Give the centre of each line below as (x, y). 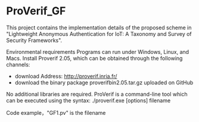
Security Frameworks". (34, 40)
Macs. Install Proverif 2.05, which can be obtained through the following (94, 58)
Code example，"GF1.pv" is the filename (56, 112)
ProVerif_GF (36, 11)
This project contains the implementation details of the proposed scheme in (99, 28)
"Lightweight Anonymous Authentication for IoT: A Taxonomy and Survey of (99, 33)
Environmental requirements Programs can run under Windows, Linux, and (98, 51)
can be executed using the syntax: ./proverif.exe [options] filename (88, 100)
